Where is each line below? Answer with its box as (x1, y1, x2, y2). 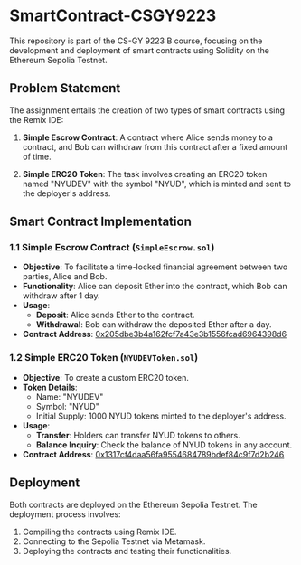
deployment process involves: (9, 508, 121, 520)
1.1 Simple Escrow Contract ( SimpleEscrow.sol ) (9, 241, 215, 254)
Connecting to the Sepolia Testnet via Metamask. (22, 535, 206, 547)
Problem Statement (9, 80, 121, 96)
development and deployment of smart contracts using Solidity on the (9, 44, 269, 55)
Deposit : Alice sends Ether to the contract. (35, 309, 195, 321)
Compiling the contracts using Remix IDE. (22, 526, 177, 537)
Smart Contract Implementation (9, 214, 192, 230)
